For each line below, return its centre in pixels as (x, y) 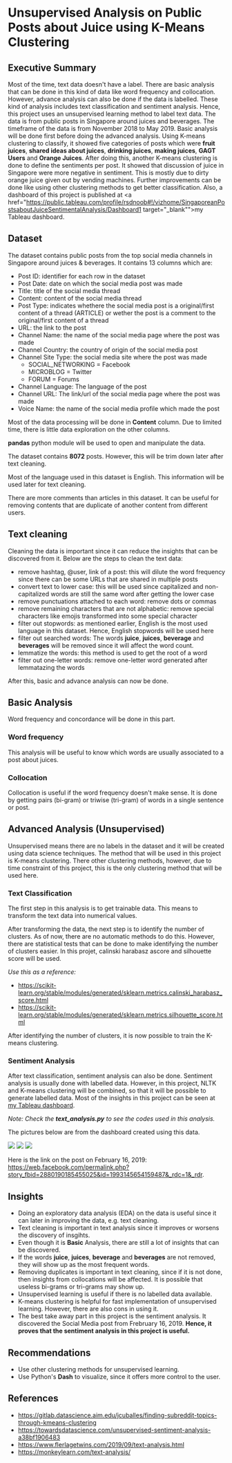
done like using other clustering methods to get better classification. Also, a (115, 187)
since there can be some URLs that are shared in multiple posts (108, 579)
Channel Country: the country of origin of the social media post (108, 349)
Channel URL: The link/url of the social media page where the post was (119, 393)
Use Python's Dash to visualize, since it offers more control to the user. (119, 1377)
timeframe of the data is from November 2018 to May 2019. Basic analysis (113, 128)
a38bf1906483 (39, 1437)
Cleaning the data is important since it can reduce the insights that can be (113, 551)
